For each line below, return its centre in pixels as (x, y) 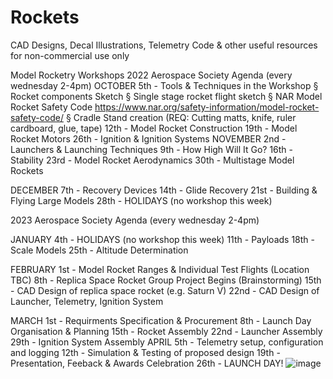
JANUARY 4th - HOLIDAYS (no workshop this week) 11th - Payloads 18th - (162, 239)
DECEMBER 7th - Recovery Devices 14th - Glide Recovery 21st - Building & (164, 190)
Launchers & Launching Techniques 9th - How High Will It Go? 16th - (152, 149)
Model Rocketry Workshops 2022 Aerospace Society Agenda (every (151, 75)
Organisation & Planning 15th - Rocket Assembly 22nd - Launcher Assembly (166, 331)
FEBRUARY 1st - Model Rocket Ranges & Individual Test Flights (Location (160, 269)
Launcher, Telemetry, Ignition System (87, 301)
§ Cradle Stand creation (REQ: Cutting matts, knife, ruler (181, 117)
